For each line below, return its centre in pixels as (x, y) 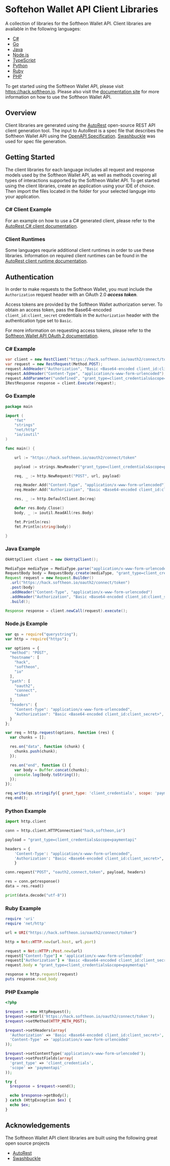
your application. (23, 196)
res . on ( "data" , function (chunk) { (47, 747)
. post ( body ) (23, 588)
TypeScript (24, 60)
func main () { (20, 448)
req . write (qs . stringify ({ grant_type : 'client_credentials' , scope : (79, 793)
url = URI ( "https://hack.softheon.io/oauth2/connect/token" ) (71, 933)
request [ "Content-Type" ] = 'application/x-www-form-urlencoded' (74, 956)
